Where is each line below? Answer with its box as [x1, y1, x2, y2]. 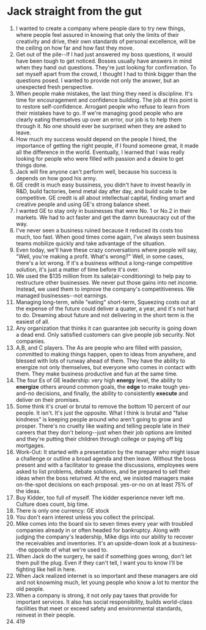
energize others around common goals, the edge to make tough [15, 383, 178, 390]
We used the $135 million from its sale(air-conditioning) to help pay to [15, 272, 191, 280]
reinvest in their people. [15, 611, 76, 618]
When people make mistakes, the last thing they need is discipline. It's [15, 90, 193, 97]
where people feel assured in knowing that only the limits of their [15, 31, 179, 38]
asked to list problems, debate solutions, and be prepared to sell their [15, 467, 191, 475]
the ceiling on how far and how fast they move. [15, 44, 134, 52]
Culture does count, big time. [15, 500, 89, 507]
